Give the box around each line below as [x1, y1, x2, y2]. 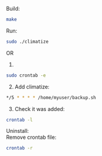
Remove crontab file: [6, 133, 57, 141]
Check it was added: [14, 105, 65, 112]
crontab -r [6, 145, 33, 151]
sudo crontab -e [6, 72, 46, 78]
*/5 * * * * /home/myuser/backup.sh [6, 94, 96, 100]
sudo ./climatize [6, 39, 49, 44]
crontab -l [6, 117, 33, 123]
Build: [6, 5, 20, 12]
